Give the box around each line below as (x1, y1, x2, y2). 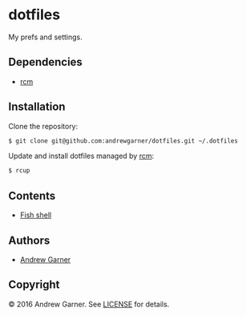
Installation (8, 100, 66, 114)
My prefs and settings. (8, 32, 83, 42)
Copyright (8, 278, 60, 292)
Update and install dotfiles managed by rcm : (8, 151, 155, 161)
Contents (8, 188, 56, 202)
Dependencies (8, 55, 83, 69)
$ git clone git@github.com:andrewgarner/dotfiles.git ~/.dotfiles (8, 136, 239, 145)
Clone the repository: (8, 121, 79, 131)
